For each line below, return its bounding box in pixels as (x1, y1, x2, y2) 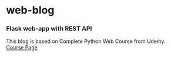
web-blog (6, 4, 55, 17)
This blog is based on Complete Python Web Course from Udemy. (6, 38, 166, 45)
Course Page (6, 44, 38, 51)
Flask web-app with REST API (6, 25, 92, 33)
